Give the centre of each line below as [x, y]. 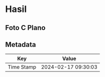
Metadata [21, 44]
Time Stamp [22, 67]
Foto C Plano [25, 28]
